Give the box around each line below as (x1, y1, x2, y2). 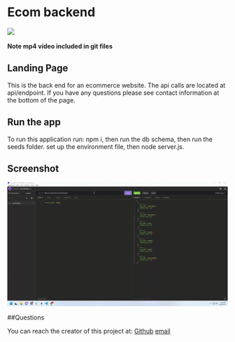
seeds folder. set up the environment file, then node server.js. (7, 142, 185, 151)
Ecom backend (7, 4, 96, 20)
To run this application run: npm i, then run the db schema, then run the (7, 135, 213, 143)
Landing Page (7, 63, 69, 74)
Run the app (7, 117, 61, 129)
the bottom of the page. (7, 96, 76, 104)
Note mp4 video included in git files (7, 41, 113, 50)
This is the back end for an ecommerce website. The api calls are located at (7, 81, 226, 89)
